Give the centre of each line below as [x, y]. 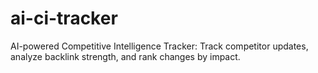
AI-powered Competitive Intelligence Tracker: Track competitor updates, [159, 46]
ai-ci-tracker [64, 18]
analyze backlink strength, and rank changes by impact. [125, 56]
